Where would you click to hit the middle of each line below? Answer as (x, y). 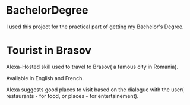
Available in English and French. (45, 78)
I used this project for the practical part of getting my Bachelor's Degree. (95, 27)
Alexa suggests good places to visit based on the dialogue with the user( (95, 90)
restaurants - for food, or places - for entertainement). (72, 96)
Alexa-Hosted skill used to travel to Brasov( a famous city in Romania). (92, 67)
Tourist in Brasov (49, 50)
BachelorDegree (47, 10)
